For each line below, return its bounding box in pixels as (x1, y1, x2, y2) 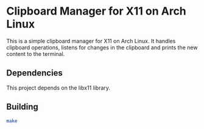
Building (6, 102, 38, 112)
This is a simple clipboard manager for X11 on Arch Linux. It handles (6, 37, 176, 44)
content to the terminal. (6, 50, 65, 57)
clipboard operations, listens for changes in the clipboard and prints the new (6, 44, 198, 51)
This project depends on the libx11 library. (6, 84, 111, 91)
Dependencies (6, 68, 63, 78)
